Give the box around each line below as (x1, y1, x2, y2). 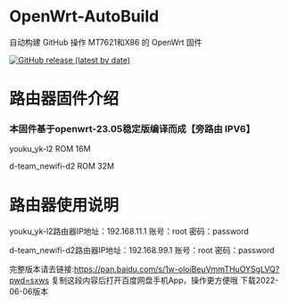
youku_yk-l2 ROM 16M (9, 144, 91, 154)
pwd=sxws (9, 275, 50, 286)
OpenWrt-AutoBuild (9, 6, 160, 27)
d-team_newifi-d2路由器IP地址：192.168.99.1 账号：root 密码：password (9, 245, 275, 256)
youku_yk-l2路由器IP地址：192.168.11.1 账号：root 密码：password (9, 226, 250, 237)
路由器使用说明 (9, 194, 120, 215)
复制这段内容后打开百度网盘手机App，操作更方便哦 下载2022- (51, 275, 279, 286)
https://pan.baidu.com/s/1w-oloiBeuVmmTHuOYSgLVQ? (74, 264, 280, 275)
